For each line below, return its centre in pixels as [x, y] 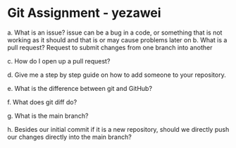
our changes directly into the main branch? [69, 137]
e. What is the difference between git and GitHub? [80, 88]
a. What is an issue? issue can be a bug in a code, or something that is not [115, 32]
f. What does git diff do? [42, 102]
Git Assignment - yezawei [84, 13]
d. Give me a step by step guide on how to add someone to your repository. [117, 75]
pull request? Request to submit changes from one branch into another [110, 47]
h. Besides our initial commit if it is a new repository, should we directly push [118, 129]
